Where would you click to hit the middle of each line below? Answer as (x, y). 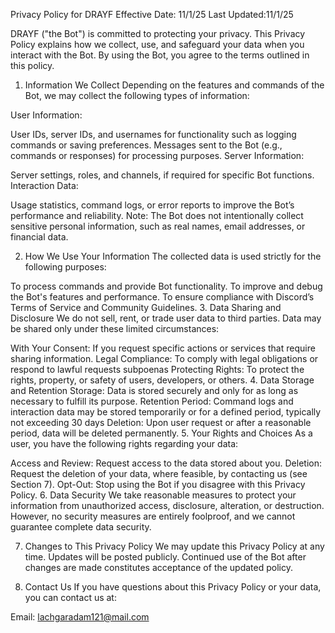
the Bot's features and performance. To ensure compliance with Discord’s (162, 297)
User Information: (46, 115)
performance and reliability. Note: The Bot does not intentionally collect (157, 215)
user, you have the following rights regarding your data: (124, 443)
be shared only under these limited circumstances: (115, 328)
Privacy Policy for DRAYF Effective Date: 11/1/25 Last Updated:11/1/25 (152, 14)
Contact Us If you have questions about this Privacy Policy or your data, (173, 587)
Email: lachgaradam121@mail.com (80, 617)
